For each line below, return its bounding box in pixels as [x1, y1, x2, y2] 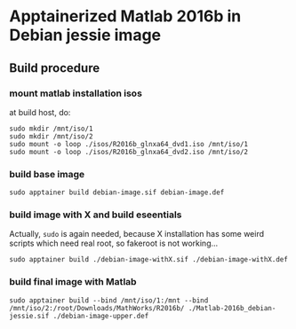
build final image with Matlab [9, 276, 137, 288]
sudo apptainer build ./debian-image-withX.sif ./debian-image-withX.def [9, 255, 289, 264]
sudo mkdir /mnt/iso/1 [9, 124, 93, 133]
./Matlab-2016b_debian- [188, 303, 276, 312]
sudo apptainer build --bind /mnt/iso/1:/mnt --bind [9, 295, 209, 305]
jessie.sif [9, 311, 50, 320]
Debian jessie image [9, 25, 162, 45]
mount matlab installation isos [9, 87, 142, 99]
